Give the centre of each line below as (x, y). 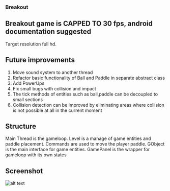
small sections (28, 99)
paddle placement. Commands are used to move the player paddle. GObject (85, 144)
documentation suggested (48, 32)
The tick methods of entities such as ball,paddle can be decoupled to (85, 94)
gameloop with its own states (36, 155)
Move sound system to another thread (53, 72)
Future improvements (40, 60)
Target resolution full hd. (31, 44)
